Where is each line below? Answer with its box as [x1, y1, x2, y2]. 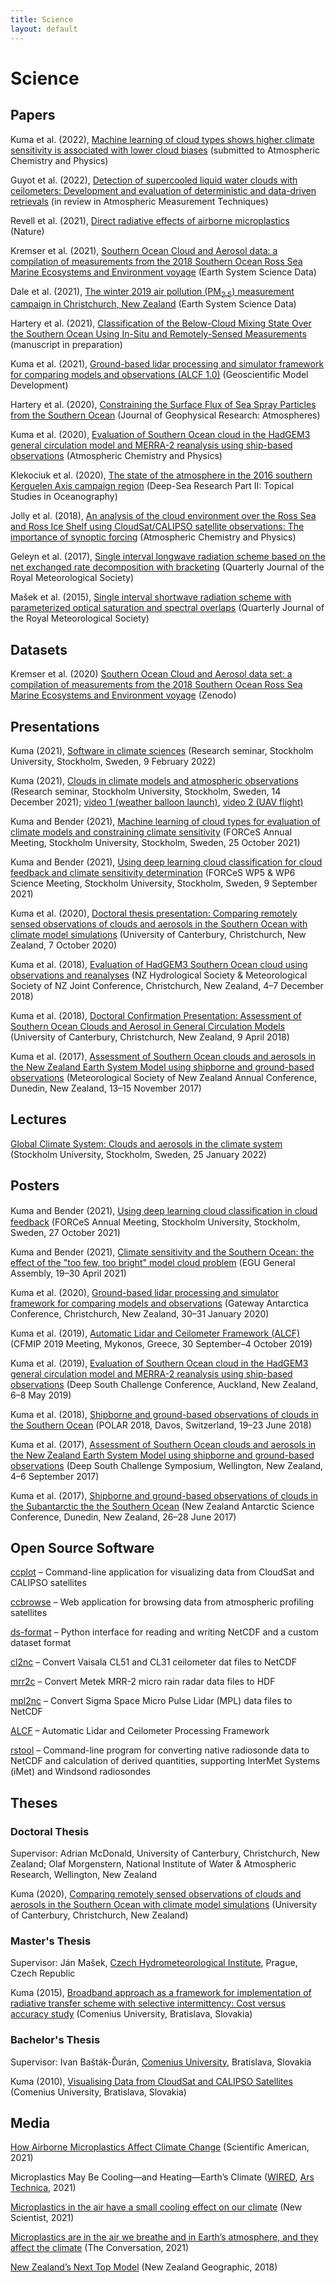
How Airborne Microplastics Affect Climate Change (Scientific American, [10, 2141, 310, 2153]
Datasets [10, 641, 68, 658]
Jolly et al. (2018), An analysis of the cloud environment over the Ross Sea [10, 510, 317, 522]
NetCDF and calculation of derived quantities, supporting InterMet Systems [10, 1755, 321, 1767]
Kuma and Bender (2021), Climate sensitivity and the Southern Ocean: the [10, 1246, 315, 1258]
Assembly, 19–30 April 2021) [10, 1267, 127, 1279]
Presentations [10, 718, 100, 735]
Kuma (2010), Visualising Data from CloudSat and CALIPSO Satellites [10, 2075, 293, 2087]
